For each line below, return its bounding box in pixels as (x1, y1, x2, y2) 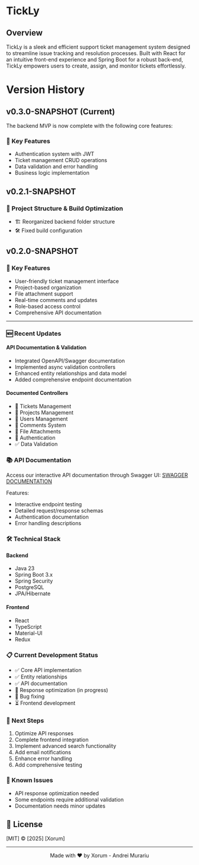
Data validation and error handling (14, 163, 98, 170)
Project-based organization (14, 284, 82, 291)
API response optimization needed (14, 789, 99, 797)
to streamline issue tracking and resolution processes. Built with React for (6, 50, 186, 57)
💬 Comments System (14, 422, 66, 429)
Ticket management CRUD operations (14, 157, 108, 164)
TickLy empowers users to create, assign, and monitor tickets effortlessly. (6, 62, 187, 69)
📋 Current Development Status (6, 651, 98, 659)
